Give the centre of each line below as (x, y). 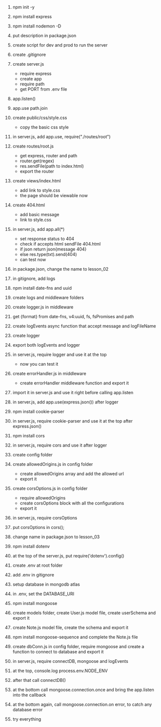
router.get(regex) (37, 161)
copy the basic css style (44, 127)
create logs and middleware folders (48, 298)
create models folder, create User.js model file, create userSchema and (84, 613)
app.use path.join (30, 108)
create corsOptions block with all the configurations (72, 503)
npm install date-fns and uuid (42, 288)
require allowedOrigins (43, 498)
